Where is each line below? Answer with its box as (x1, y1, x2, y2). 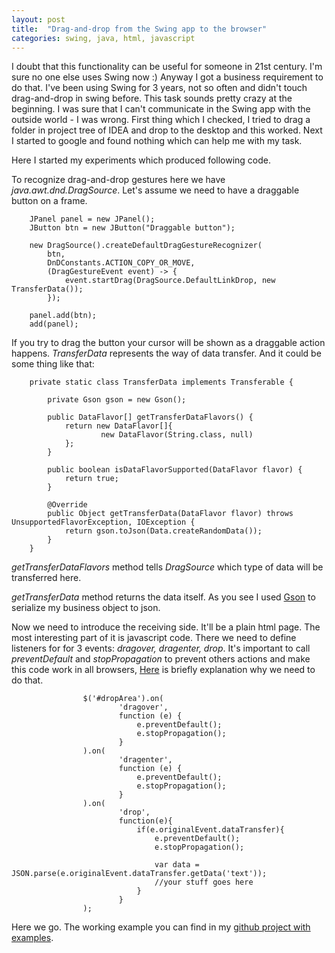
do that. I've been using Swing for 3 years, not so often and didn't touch (11, 82, 308, 94)
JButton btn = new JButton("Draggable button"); (29, 223, 236, 233)
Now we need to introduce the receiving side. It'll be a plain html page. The (11, 621, 321, 633)
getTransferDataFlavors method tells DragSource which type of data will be (11, 561, 324, 573)
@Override (47, 500, 88, 510)
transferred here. (11, 572, 82, 584)
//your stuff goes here (154, 877, 254, 888)
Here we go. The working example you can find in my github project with (11, 921, 311, 933)
